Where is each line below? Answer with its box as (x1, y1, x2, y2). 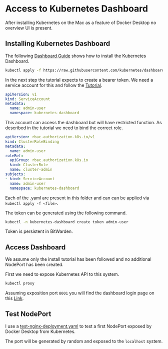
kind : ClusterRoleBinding (5, 139, 59, 144)
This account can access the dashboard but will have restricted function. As (5, 120, 162, 125)
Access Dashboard (5, 243, 66, 251)
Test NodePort (5, 310, 51, 318)
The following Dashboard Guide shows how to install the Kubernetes (5, 53, 146, 59)
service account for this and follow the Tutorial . (5, 82, 102, 88)
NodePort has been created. (5, 261, 63, 268)
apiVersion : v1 (5, 92, 37, 97)
